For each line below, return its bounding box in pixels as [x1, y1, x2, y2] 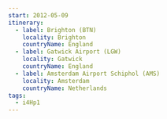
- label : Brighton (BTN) [15, 26, 97, 34]
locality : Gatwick [22, 56, 83, 63]
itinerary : [8, 19, 44, 27]
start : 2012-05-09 [8, 11, 69, 20]
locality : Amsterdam [22, 77, 90, 85]
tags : [8, 92, 26, 99]
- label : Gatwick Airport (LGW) [15, 48, 122, 56]
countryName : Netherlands [22, 84, 108, 92]
